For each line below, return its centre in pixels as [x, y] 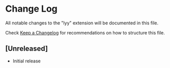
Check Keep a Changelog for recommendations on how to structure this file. [85, 32]
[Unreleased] [27, 49]
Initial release [26, 61]
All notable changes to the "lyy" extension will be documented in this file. [82, 23]
